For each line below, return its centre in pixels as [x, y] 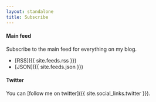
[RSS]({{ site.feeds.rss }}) [45, 60]
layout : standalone [30, 11]
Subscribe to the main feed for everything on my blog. [71, 49]
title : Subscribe [27, 17]
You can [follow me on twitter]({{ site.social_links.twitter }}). [78, 93]
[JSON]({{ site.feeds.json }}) [49, 67]
